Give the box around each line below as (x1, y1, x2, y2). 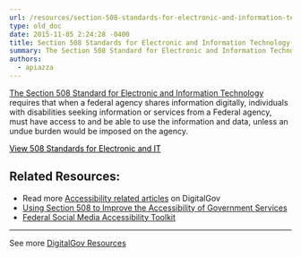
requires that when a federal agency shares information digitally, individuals (9, 97, 288, 107)
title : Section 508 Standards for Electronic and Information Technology (9, 38, 291, 47)
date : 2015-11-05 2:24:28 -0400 (9, 30, 130, 39)
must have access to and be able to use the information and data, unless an (9, 116, 288, 126)
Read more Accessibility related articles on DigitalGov (21, 193, 221, 203)
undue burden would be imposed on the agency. (9, 125, 188, 136)
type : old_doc (9, 21, 63, 30)
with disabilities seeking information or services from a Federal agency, (9, 107, 272, 117)
